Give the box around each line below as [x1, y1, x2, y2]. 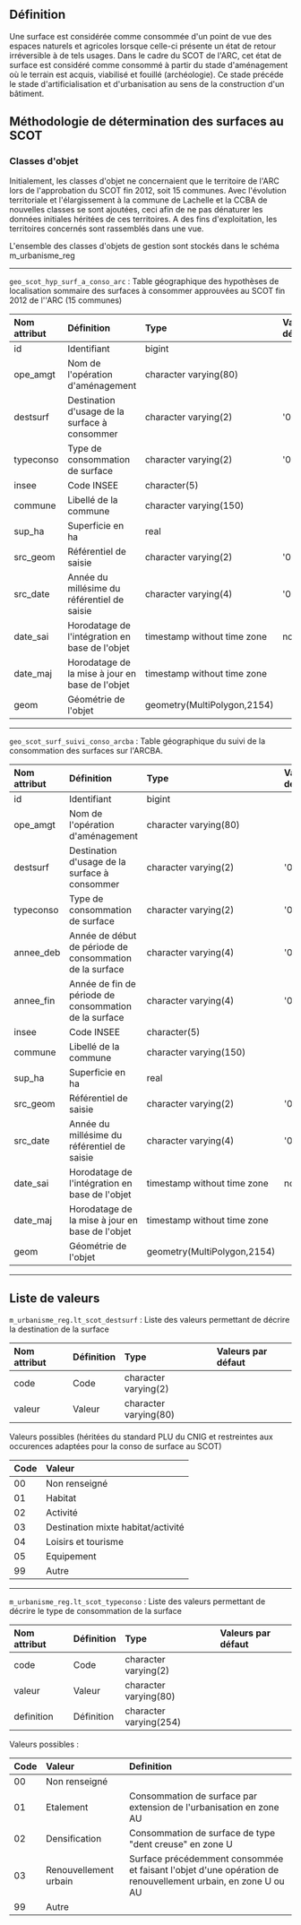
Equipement [46, 1550, 97, 1563]
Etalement [46, 1801, 89, 1814]
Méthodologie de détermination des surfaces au [9, 114, 284, 129]
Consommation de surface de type [128, 1827, 276, 1840]
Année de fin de [68, 977, 136, 989]
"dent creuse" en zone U [128, 1838, 233, 1851]
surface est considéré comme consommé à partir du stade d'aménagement [9, 59, 288, 70]
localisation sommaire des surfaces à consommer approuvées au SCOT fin [9, 285, 286, 296]
